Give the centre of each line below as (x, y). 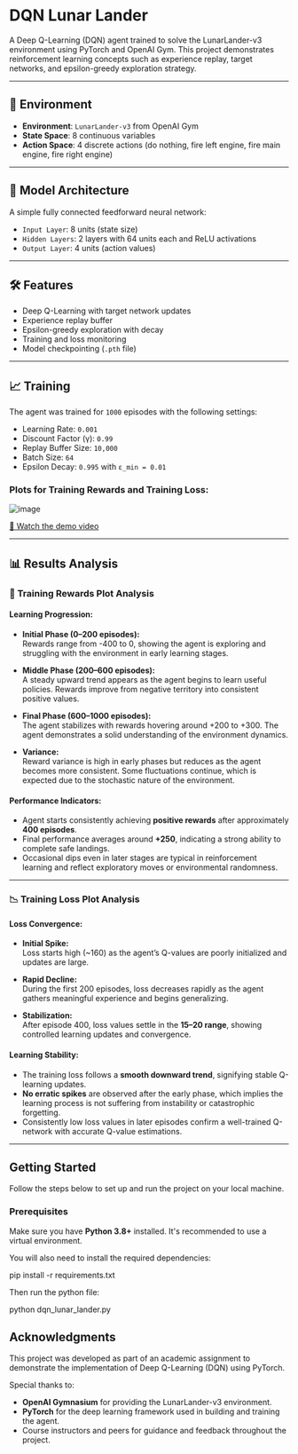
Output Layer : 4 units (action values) (89, 248)
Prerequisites (39, 1212)
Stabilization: (47, 1015)
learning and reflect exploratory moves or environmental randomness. (150, 867)
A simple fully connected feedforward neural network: (108, 212)
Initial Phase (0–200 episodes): (81, 634)
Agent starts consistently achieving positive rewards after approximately (156, 820)
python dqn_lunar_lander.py (60, 1309)
